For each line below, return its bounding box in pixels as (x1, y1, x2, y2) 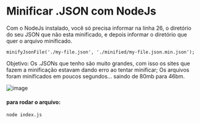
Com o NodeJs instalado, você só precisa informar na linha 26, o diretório (6, 24, 192, 32)
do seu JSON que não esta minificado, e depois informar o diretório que (6, 30, 187, 38)
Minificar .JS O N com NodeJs (6, 4, 157, 18)
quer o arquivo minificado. (6, 37, 73, 44)
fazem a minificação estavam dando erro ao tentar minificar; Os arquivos (6, 66, 190, 74)
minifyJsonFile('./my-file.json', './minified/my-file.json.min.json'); (6, 49, 195, 55)
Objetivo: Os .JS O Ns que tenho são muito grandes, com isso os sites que (6, 60, 190, 67)
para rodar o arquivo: (6, 98, 61, 106)
